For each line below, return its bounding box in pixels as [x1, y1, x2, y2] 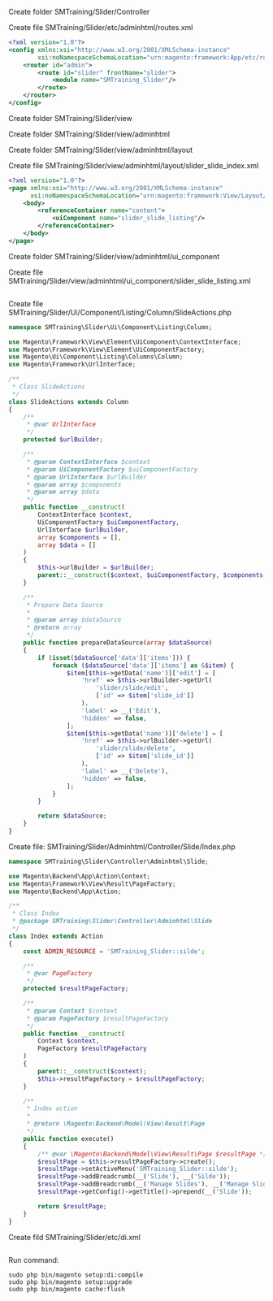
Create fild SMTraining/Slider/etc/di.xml [8, 1232, 141, 1242]
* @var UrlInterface [26, 420, 96, 429]
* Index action [26, 1104, 79, 1112]
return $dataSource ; [37, 812, 107, 820]
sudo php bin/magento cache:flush [8, 1285, 126, 1293]
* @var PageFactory [26, 969, 93, 978]
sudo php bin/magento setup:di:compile [8, 1271, 144, 1279]
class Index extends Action [8, 932, 104, 940]
